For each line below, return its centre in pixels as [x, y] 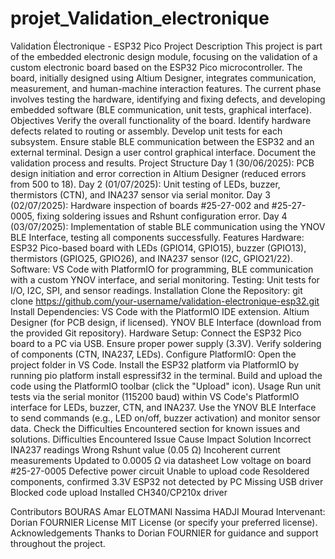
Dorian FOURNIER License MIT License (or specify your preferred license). [164, 522]
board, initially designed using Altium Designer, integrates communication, [163, 78]
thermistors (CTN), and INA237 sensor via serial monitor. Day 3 [140, 194]
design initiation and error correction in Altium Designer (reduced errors [158, 173]
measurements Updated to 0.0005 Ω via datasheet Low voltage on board [161, 460]
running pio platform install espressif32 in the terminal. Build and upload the [166, 375]
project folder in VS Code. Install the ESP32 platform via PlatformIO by [155, 364]
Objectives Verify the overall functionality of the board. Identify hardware [161, 120]
